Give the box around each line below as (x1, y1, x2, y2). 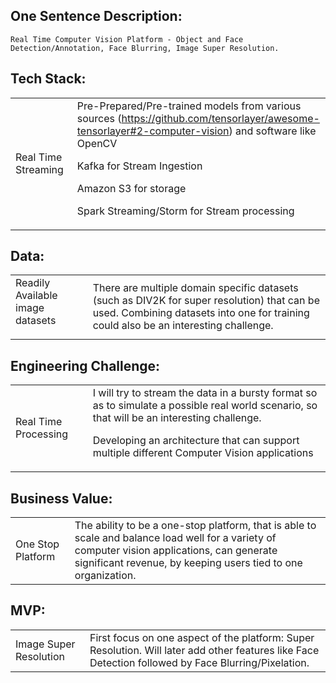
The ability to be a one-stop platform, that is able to (74, 519, 317, 533)
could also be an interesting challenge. (92, 319, 274, 333)
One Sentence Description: (10, 8, 183, 25)
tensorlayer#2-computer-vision (76, 124, 230, 138)
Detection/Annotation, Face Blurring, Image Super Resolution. (10, 43, 280, 53)
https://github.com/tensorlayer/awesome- (121, 111, 320, 125)
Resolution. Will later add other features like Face (89, 643, 320, 657)
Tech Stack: (10, 70, 87, 88)
